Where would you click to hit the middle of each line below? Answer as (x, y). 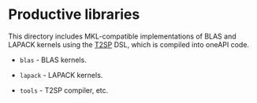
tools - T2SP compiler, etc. (64, 90)
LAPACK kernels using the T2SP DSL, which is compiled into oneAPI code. (129, 44)
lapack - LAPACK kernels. (61, 75)
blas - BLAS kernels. (53, 60)
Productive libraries (74, 15)
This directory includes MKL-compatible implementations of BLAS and (122, 36)
